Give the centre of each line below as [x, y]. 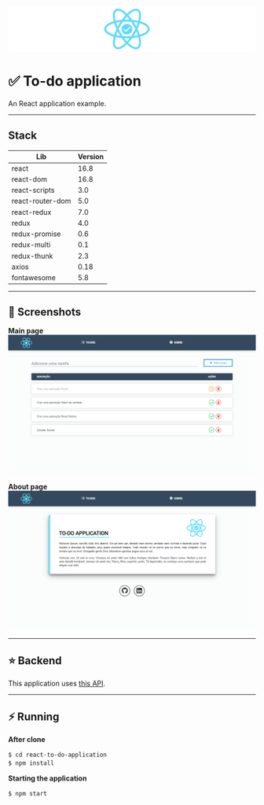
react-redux [31, 212]
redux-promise [36, 234]
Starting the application [48, 778]
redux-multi [31, 245]
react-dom [29, 179]
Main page [26, 331]
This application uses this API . [57, 684]
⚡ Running [34, 716]
